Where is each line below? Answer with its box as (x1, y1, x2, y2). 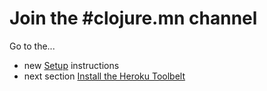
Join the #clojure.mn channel (9, 7, 258, 30)
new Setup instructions (23, 59, 120, 71)
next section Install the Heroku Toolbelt (23, 70, 186, 82)
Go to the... (9, 40, 56, 52)
